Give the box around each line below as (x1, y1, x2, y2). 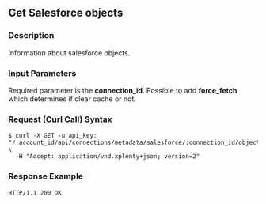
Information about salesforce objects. (8, 47, 131, 58)
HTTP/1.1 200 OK (8, 189, 62, 197)
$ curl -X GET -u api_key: (8, 132, 97, 140)
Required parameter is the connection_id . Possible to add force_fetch (8, 85, 237, 95)
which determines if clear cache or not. (8, 94, 137, 104)
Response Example (8, 171, 84, 182)
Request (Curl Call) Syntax (8, 114, 112, 125)
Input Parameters (8, 67, 77, 78)
